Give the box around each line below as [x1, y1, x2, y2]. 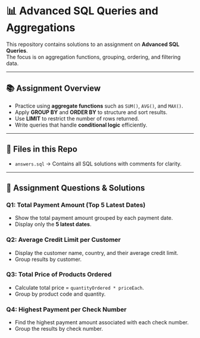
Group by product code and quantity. [14, 290, 106, 297]
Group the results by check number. [14, 325, 103, 333]
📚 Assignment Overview [6, 84, 101, 94]
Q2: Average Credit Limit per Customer [6, 236, 121, 244]
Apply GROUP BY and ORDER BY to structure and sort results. [14, 108, 168, 116]
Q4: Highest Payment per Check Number [6, 305, 127, 314]
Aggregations [6, 21, 76, 35]
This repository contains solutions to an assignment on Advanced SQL [6, 41, 180, 48]
